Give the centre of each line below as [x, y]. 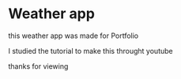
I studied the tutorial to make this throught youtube [90, 51]
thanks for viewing [38, 66]
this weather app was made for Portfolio [74, 36]
